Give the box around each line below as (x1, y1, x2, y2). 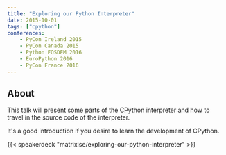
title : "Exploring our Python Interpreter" (7, 10, 135, 17)
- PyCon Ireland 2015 (19, 36, 82, 43)
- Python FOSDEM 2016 (19, 49, 82, 56)
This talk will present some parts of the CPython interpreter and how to (7, 106, 210, 115)
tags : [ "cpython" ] (7, 23, 60, 30)
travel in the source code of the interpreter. (7, 113, 130, 122)
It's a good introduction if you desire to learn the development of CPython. (7, 127, 220, 136)
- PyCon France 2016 (19, 62, 79, 69)
